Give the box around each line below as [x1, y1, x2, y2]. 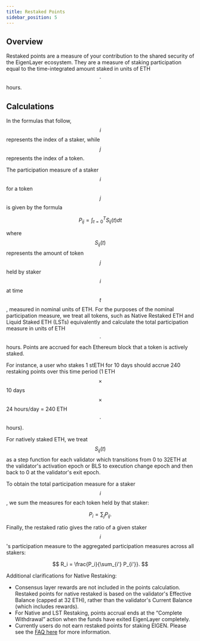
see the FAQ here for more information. [14, 628, 112, 636]
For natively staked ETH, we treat [6, 436, 88, 443]
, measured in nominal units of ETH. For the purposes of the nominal [6, 306, 174, 313]
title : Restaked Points [6, 8, 66, 15]
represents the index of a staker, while [6, 136, 100, 143]
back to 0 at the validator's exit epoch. [6, 469, 101, 476]
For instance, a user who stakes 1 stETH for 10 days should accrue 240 [6, 362, 181, 369]
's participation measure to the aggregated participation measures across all [6, 542, 194, 549]
